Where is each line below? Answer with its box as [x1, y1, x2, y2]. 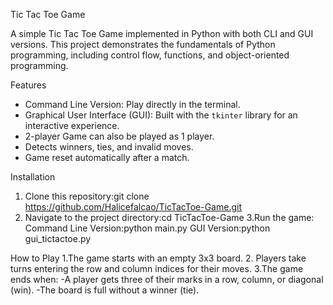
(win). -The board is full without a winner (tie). [10, 284, 200, 296]
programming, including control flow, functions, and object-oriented [10, 49, 290, 61]
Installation [10, 171, 56, 183]
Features [10, 79, 47, 91]
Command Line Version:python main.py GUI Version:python [24, 222, 271, 234]
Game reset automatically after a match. [24, 152, 190, 163]
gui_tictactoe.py [24, 233, 92, 244]
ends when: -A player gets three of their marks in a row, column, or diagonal [10, 274, 324, 285]
